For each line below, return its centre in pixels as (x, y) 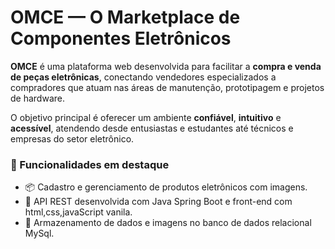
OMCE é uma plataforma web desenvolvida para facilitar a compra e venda (166, 66)
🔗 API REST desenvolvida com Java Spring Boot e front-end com (158, 202)
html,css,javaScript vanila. (78, 212)
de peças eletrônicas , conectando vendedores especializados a (143, 77)
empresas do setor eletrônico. (72, 138)
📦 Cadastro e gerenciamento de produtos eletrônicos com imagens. (166, 187)
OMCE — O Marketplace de (125, 17)
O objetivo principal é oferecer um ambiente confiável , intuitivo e (146, 117)
